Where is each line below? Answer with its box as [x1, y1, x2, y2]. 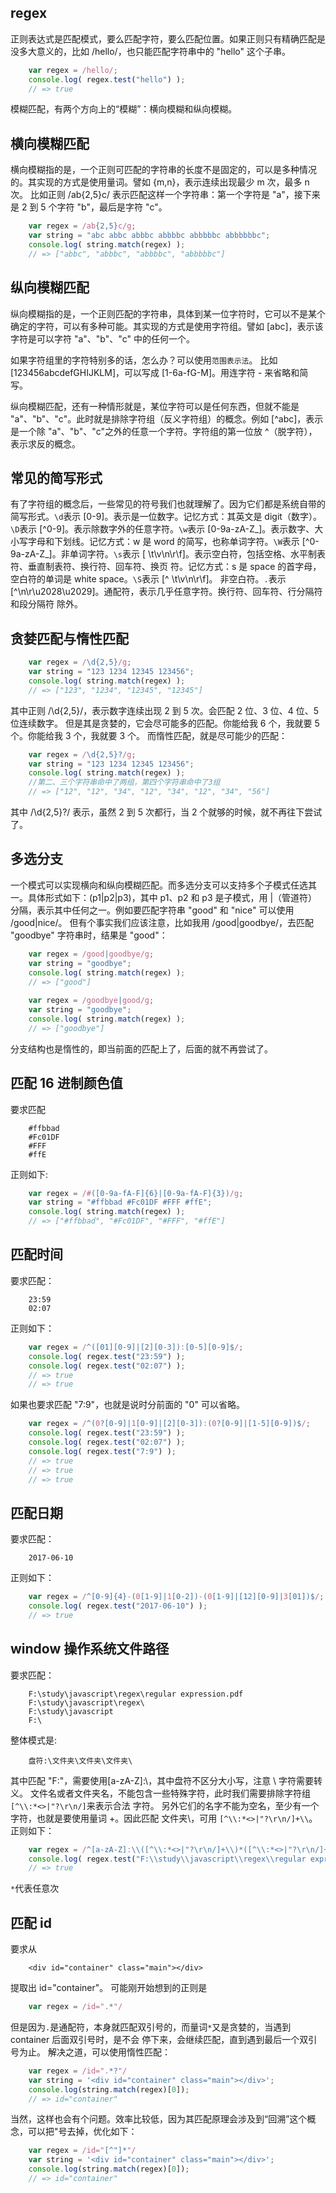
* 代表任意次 [10, 1882, 60, 1895]
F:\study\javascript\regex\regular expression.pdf [28, 1689, 244, 1699]
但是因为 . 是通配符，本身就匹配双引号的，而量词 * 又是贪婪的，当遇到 [10, 2021, 292, 2033]
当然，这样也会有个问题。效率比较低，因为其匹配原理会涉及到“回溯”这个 [10, 2113, 308, 2125]
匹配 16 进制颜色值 [10, 1075, 123, 1092]
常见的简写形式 [10, 469, 103, 486]
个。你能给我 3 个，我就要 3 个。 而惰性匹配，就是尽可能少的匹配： [10, 729, 288, 741]
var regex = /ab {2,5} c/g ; [28, 221, 137, 231]
